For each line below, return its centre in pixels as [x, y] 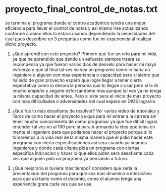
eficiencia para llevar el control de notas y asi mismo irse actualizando [77, 28]
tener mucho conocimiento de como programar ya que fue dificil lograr [85, 121]
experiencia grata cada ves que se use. [53, 184]
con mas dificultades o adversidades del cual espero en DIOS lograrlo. [84, 101]
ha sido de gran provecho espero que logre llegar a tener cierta [77, 80]
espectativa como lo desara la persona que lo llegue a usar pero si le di [85, 85]
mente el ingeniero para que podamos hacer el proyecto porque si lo [82, 132]
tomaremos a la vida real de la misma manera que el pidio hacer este [83, 137]
